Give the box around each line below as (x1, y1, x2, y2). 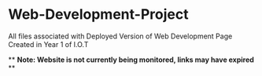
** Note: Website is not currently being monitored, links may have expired (8, 55, 254, 64)
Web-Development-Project (8, 5, 189, 24)
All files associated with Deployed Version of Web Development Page (8, 31, 233, 41)
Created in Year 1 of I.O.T (8, 39, 89, 49)
